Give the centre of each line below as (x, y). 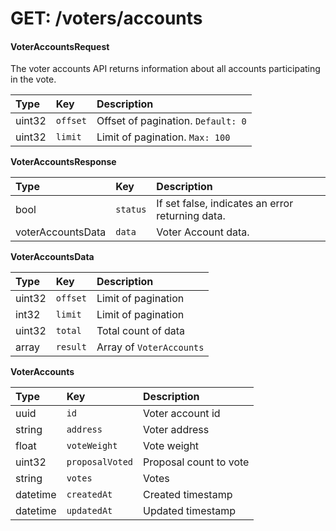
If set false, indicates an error (225, 204)
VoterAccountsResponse (63, 162)
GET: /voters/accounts (106, 18)
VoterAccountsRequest (60, 46)
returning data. (191, 216)
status (131, 210)
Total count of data (141, 331)
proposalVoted (100, 462)
